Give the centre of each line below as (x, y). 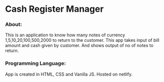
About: (14, 25)
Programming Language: (36, 63)
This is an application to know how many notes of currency (65, 35)
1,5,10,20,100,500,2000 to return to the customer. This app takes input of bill (82, 40)
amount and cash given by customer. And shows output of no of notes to (79, 46)
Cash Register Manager (54, 9)
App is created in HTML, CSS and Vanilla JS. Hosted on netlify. (69, 74)
